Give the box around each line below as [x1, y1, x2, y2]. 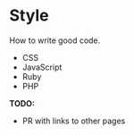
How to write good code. [9, 35, 101, 46]
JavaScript [21, 62, 63, 72]
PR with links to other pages [21, 115, 126, 126]
